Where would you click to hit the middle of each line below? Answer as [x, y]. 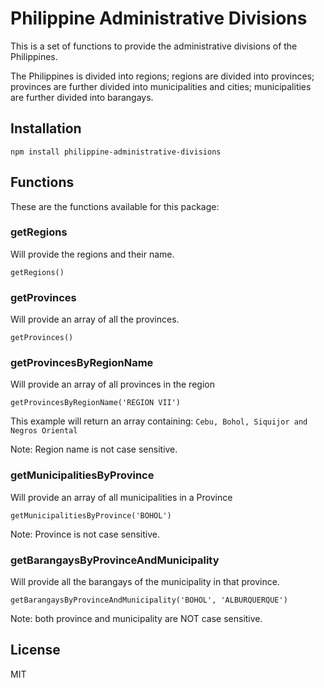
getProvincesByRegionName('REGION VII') [96, 403]
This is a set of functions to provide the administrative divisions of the [154, 46]
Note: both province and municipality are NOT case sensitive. [136, 619]
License [35, 650]
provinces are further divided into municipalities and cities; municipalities [161, 86]
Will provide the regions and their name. [92, 254]
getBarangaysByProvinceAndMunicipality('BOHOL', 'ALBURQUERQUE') [149, 600]
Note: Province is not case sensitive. [85, 534]
